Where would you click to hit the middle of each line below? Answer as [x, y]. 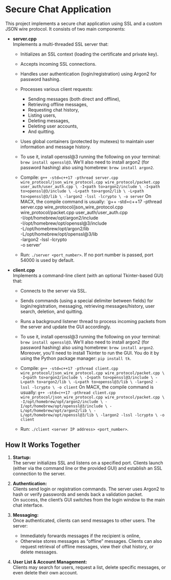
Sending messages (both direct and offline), [74, 99]
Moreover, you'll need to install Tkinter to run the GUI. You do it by [90, 353]
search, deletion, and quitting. [52, 311]
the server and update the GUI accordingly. [66, 327]
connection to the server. [39, 473]
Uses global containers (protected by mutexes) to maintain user [87, 141]
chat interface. [28, 505]
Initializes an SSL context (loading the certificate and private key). [89, 54]
